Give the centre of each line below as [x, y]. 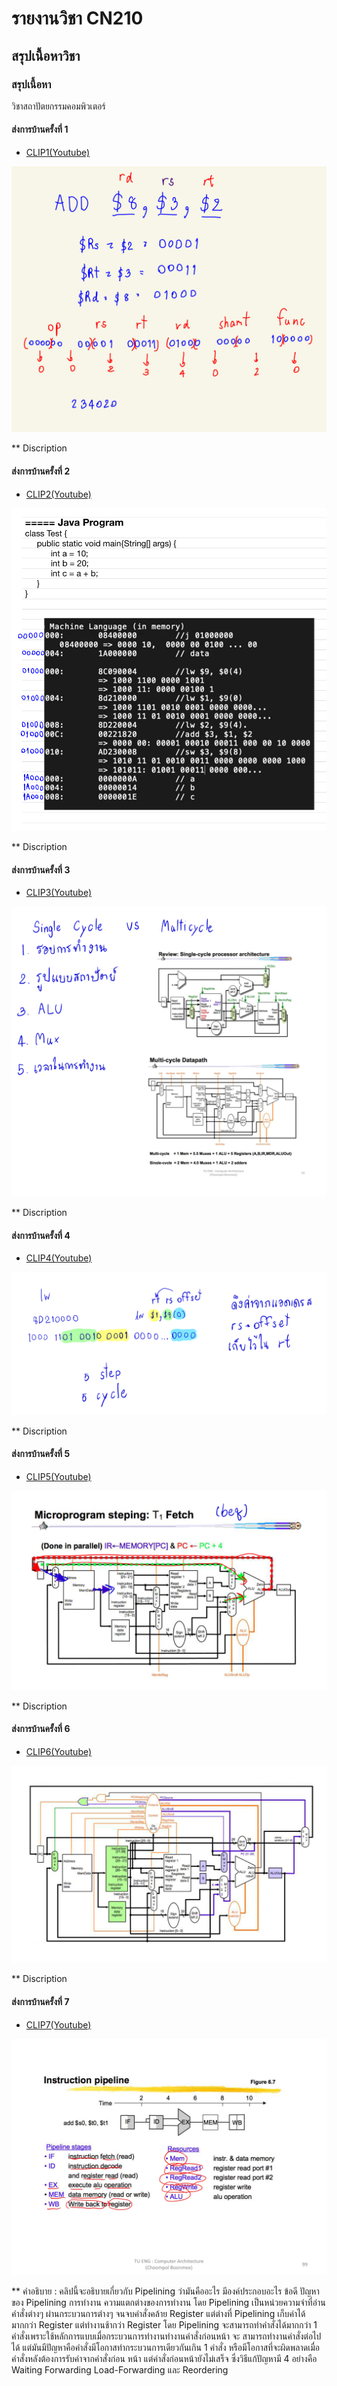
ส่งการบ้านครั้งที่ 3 [41, 869]
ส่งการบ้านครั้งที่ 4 [41, 1235]
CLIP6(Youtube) [59, 1751]
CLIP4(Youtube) [59, 1258]
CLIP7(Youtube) [58, 2024]
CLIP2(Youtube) [58, 494]
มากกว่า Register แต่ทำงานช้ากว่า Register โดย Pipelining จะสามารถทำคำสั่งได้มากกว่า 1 [164, 2324]
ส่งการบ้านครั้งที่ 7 [40, 2001]
